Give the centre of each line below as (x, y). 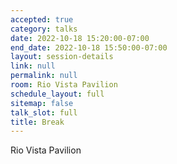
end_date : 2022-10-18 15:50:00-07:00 (89, 47)
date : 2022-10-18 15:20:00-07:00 (80, 38)
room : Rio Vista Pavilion (64, 85)
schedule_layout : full (57, 94)
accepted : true (42, 19)
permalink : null (44, 76)
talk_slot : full (44, 112)
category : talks (44, 29)
